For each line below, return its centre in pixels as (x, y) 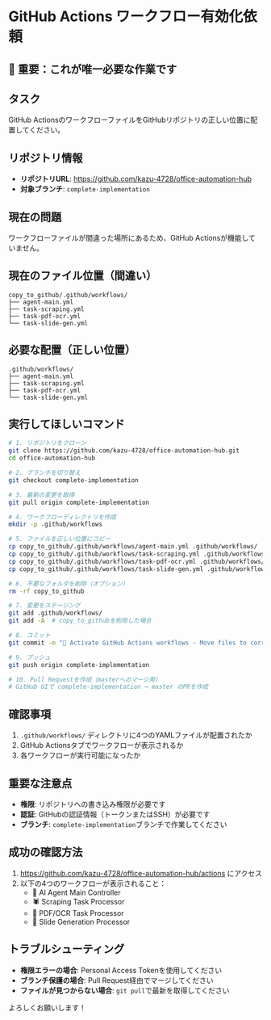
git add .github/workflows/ (56, 613)
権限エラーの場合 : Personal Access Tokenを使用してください (121, 970)
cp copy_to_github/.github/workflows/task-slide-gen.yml (106, 569)
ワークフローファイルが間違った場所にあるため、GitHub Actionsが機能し (129, 238)
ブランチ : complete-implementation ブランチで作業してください (123, 824)
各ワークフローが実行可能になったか (80, 755)
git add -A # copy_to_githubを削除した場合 (80, 621)
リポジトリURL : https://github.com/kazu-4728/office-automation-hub (136, 179)
